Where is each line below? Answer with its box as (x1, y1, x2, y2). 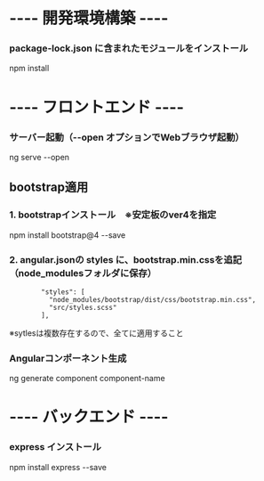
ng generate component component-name (9, 373, 166, 384)
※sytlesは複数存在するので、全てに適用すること (9, 327, 184, 338)
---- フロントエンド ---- (9, 97, 185, 117)
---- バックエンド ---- (9, 407, 169, 428)
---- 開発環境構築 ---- (9, 8, 169, 29)
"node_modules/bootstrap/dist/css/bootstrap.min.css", (48, 295, 256, 304)
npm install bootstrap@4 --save (9, 229, 126, 240)
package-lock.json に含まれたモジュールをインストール (9, 42, 249, 54)
